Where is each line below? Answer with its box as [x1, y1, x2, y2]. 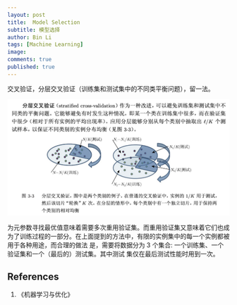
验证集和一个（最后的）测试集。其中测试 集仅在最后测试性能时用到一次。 [7, 250, 219, 259]
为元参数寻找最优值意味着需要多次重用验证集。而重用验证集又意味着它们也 [7, 223, 224, 232]
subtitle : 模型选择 [7, 26, 61, 33]
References [7, 270, 59, 282]
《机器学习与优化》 [17, 290, 74, 299]
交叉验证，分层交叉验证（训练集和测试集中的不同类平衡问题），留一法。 [7, 85, 214, 93]
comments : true [7, 56, 52, 63]
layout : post [7, 11, 46, 18]
